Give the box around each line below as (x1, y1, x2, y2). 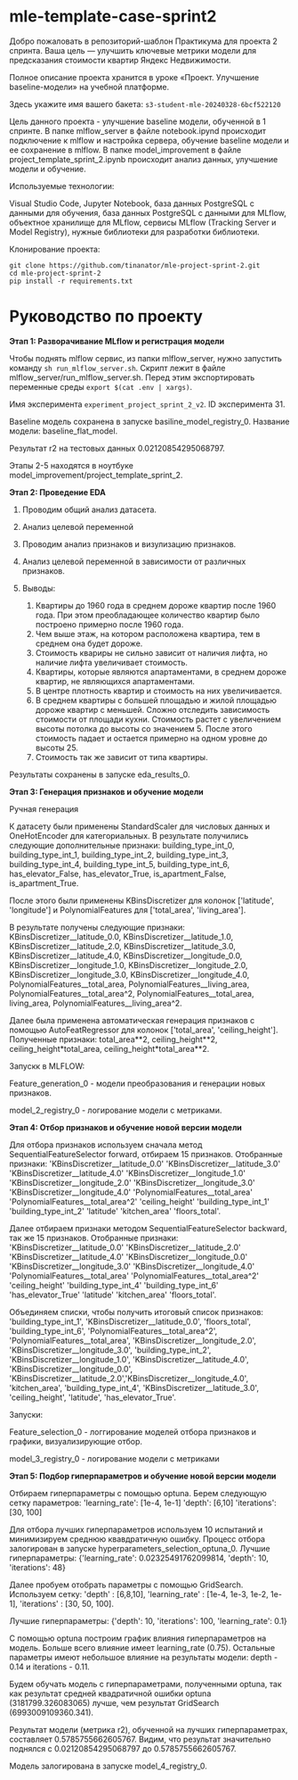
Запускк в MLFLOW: (9, 1060, 85, 1072)
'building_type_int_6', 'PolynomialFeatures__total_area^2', (9, 1325, 218, 1336)
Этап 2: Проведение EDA (9, 486, 107, 497)
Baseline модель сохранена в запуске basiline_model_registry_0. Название (9, 416, 290, 426)
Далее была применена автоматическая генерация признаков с (9, 1014, 255, 1025)
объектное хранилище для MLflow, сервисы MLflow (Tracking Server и (9, 217, 277, 228)
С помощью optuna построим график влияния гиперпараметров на (9, 1633, 267, 1643)
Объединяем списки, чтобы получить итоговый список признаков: (9, 1306, 264, 1317)
